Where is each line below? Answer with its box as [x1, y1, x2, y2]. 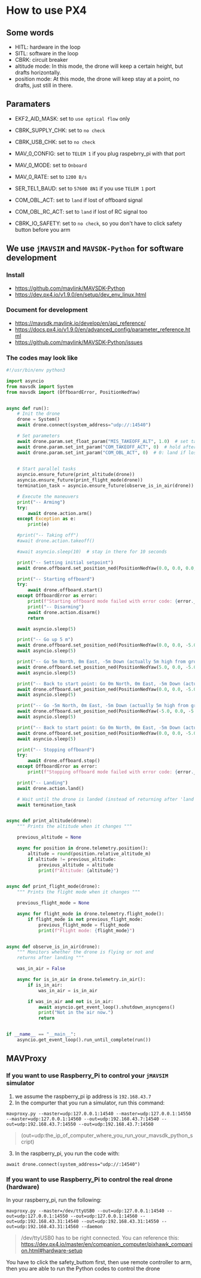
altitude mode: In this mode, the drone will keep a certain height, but [14, 62, 184, 70]
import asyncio [6, 378, 44, 384]
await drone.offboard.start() [28, 587, 103, 593]
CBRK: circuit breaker [14, 56, 68, 63]
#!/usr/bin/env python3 [6, 367, 66, 373]
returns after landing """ [17, 955, 84, 961]
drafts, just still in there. [14, 82, 73, 89]
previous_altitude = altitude [38, 862, 114, 868]
